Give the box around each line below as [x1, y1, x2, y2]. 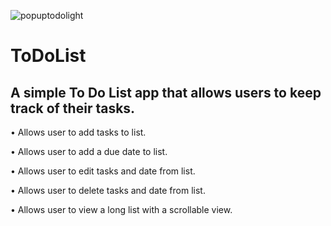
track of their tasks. [10, 100, 136, 117]
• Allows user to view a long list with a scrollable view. [10, 204, 233, 215]
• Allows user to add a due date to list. [10, 146, 168, 157]
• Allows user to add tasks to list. [10, 126, 147, 138]
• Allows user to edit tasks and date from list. [10, 165, 196, 177]
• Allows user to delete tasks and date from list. [10, 185, 206, 196]
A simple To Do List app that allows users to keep [10, 84, 322, 101]
